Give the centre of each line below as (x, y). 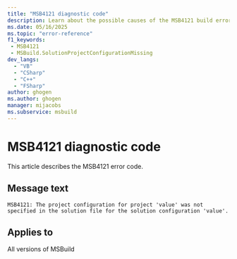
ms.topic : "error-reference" (50, 33)
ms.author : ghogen (34, 99)
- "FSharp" (30, 86)
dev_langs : (23, 60)
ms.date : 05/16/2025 (38, 27)
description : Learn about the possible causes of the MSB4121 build (110, 20)
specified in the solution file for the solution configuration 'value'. (118, 211)
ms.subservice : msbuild (42, 112)
